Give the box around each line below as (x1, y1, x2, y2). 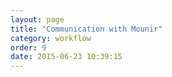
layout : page (10, 14, 65, 25)
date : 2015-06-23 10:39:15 (10, 52, 123, 62)
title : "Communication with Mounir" (10, 24, 163, 34)
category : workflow (10, 33, 92, 43)
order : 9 (10, 42, 47, 53)
